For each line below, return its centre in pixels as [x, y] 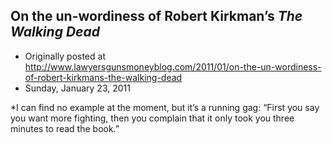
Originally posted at [65, 56]
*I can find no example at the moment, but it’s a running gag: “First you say [165, 107]
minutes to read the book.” [65, 128]
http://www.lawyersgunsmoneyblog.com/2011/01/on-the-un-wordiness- [173, 66]
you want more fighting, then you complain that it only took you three [152, 118]
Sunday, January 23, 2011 [77, 88]
